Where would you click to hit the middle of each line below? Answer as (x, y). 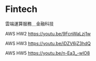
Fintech (21, 9)
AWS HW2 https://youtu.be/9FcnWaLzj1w (48, 33)
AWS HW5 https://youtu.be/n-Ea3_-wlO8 (48, 53)
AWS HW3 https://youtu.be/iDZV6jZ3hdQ (48, 43)
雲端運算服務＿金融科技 (29, 23)
